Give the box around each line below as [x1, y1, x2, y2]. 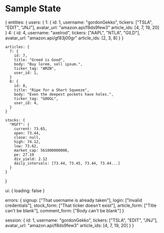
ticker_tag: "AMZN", [14, 66, 56, 71]
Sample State [5, 3, 61, 14]
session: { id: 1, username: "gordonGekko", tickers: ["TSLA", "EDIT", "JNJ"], [5, 217, 158, 223]
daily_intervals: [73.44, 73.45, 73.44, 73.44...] [14, 161, 121, 166]
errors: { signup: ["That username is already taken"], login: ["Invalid [5, 197, 142, 203]
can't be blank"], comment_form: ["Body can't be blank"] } [5, 207, 124, 213]
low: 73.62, [14, 143, 39, 148]
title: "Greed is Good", [14, 57, 65, 62]
